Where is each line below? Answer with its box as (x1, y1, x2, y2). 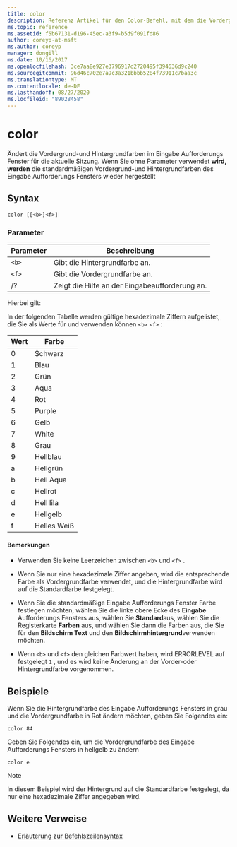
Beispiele (7, 685, 49, 697)
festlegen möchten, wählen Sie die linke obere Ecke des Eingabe (17, 606, 207, 615)
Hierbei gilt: (7, 299, 41, 307)
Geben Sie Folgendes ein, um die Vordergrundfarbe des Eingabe (7, 738, 195, 746)
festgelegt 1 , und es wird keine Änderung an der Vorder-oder (17, 658, 197, 666)
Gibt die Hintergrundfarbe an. (53, 258, 151, 268)
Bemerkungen (7, 540, 51, 549)
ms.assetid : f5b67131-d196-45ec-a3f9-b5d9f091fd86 (7, 30, 159, 37)
